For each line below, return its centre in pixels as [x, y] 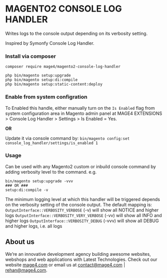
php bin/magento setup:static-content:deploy [54, 84]
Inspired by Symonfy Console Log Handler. [50, 43]
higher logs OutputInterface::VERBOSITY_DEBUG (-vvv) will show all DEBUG [82, 221]
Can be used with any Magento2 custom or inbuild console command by [81, 166]
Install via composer [31, 56]
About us [20, 242]
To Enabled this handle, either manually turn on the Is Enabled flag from [80, 108]
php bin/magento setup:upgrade [38, 76]
